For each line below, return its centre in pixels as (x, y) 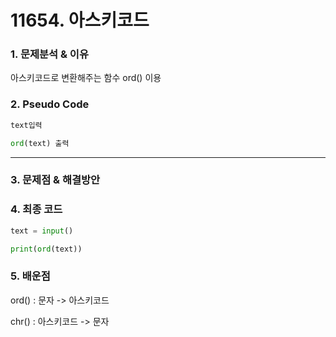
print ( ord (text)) (46, 249)
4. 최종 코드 (36, 209)
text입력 (26, 125)
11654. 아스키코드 (80, 20)
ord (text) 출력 (40, 143)
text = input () (42, 231)
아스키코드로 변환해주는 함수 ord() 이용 (86, 78)
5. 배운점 (30, 276)
